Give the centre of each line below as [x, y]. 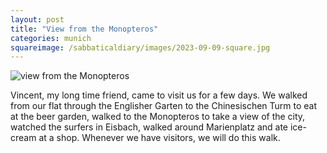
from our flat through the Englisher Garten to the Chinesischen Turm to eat [164, 106]
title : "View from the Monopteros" [84, 29]
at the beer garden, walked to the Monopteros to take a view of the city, [158, 117]
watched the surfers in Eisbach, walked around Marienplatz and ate [149, 127]
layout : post [37, 19]
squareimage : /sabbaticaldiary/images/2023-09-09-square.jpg [140, 47]
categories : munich [51, 38]
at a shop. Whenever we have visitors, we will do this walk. [159, 138]
